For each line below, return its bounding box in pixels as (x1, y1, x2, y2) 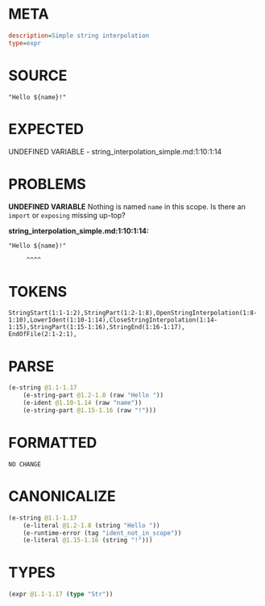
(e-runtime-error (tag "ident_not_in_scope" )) (23, 528, 182, 537)
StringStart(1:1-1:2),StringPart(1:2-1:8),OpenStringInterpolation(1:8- (8, 309, 258, 318)
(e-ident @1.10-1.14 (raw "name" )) (23, 399, 143, 407)
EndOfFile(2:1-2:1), (8, 330, 78, 339)
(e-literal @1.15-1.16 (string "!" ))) (23, 537, 153, 545)
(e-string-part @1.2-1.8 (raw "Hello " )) (23, 391, 164, 400)
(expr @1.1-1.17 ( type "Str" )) (8, 591, 114, 599)
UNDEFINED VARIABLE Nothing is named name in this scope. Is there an (8, 201, 246, 211)
